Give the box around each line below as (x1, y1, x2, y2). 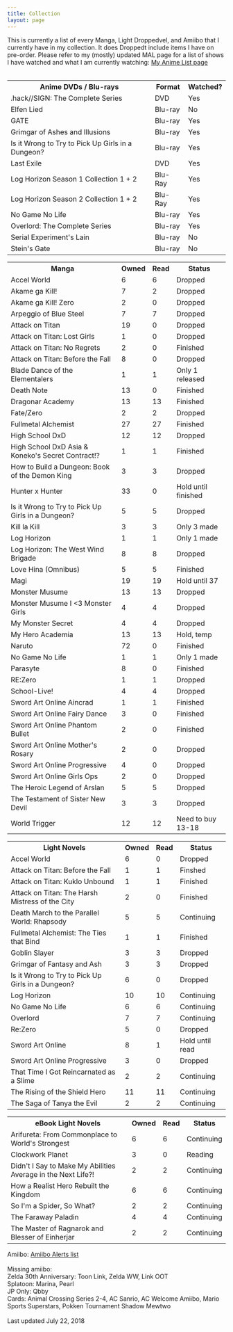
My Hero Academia (10, 629, 74, 639)
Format (155, 81, 180, 91)
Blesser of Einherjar (10, 1232, 75, 1242)
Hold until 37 (176, 575, 218, 585)
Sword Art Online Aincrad (10, 697, 94, 707)
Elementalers (10, 374, 53, 383)
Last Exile (10, 158, 42, 168)
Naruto (10, 641, 33, 650)
